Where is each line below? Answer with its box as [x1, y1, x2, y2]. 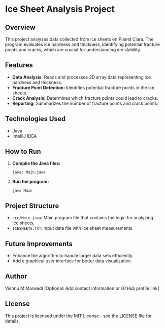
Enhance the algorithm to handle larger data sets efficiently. [12, 253, 134, 259]
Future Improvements [5, 240, 73, 248]
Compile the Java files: [12, 161, 61, 166]
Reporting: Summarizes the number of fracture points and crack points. [12, 100, 159, 106]
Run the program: [12, 179, 49, 185]
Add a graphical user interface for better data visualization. [12, 258, 132, 264]
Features [5, 61, 33, 70]
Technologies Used [5, 115, 66, 123]
